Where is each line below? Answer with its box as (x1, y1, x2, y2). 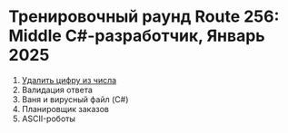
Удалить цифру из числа (21, 74, 117, 85)
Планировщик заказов (21, 103, 110, 114)
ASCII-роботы (21, 113, 76, 124)
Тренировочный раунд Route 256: (8, 6, 280, 27)
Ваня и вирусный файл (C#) (21, 93, 129, 105)
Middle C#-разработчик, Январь (8, 25, 265, 46)
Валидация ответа (21, 84, 93, 95)
